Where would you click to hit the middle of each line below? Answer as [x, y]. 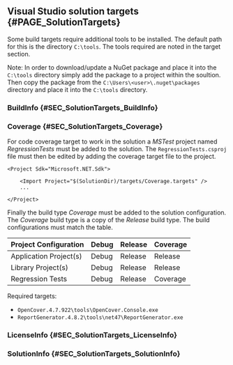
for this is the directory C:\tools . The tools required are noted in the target [114, 46]
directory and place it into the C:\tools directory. [77, 89]
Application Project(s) [46, 256]
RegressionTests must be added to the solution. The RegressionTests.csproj [117, 149]
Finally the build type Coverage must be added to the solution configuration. [117, 212]
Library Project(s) [39, 267]
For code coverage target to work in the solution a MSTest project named [112, 141]
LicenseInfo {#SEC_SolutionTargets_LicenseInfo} [92, 335]
